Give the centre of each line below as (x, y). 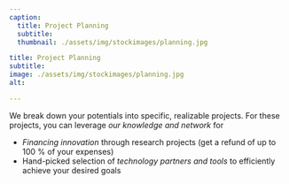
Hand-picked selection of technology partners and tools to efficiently (148, 161)
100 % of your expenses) (68, 151)
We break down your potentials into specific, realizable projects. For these (145, 115)
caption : (25, 17)
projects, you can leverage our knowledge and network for (117, 125)
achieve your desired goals (71, 170)
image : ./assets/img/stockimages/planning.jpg (97, 75)
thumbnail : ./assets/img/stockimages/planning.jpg (113, 42)
